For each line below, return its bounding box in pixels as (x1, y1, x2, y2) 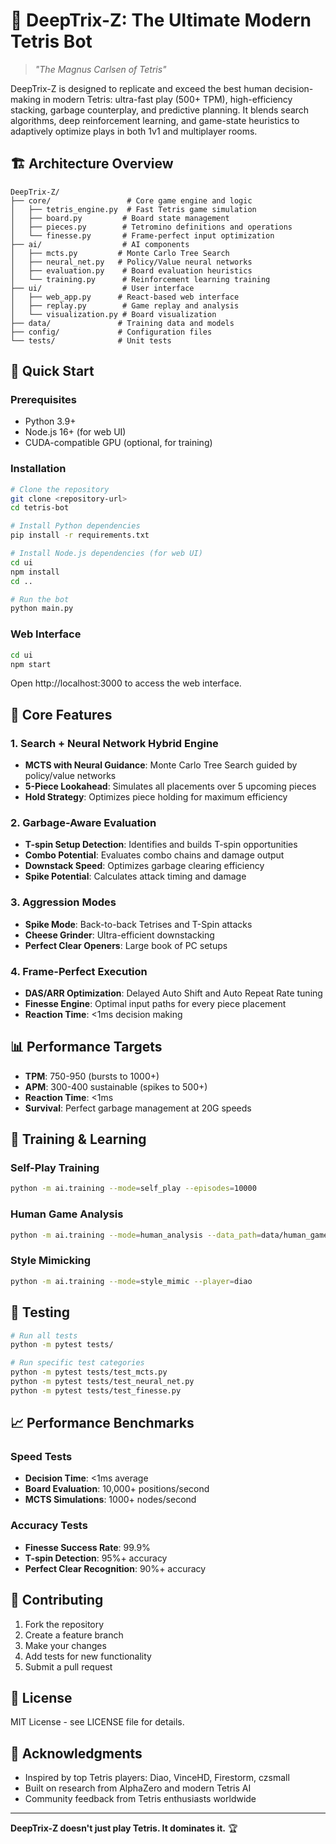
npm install (10, 567, 60, 577)
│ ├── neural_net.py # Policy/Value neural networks (10, 257, 253, 267)
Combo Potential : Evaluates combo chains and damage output (24, 849, 285, 861)
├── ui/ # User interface (10, 283, 195, 293)
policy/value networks (24, 770, 117, 782)
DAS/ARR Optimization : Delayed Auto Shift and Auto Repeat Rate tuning (24, 987, 323, 999)
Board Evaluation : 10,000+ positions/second (24, 1483, 210, 1495)
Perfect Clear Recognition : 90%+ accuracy (24, 1562, 207, 1574)
